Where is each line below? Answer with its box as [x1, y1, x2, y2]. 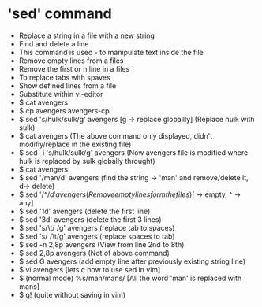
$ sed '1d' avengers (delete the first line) [18, 206, 151, 216]
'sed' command [7, 5, 112, 23]
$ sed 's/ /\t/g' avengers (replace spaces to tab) [18, 231, 175, 241]
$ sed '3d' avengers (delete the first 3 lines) [18, 214, 163, 224]
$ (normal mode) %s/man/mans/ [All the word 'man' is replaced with [18, 273, 242, 283]
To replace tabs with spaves [18, 72, 111, 82]
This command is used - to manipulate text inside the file [18, 47, 204, 57]
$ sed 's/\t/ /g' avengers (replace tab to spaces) [18, 223, 175, 232]
